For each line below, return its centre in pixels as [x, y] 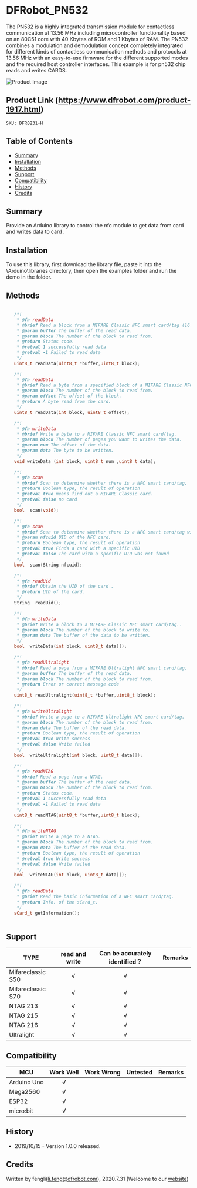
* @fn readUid [34, 581]
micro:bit [21, 1111]
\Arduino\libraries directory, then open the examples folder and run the [91, 271]
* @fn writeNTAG [37, 831]
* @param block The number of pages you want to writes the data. [99, 439]
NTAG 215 [23, 1015]
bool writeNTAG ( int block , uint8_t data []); [70, 875]
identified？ [125, 962]
